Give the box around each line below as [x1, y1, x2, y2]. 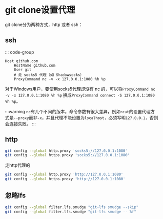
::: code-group [5, 49, 34, 55]
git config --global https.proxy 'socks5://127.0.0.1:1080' [5, 153, 130, 158]
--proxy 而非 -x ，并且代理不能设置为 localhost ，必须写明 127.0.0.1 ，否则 [14, 115, 159, 121]
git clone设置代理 [5, 4, 76, 16]
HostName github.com [14, 63, 56, 68]
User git [14, 67, 32, 72]
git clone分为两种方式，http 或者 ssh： [5, 22, 83, 27]
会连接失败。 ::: [5, 121, 36, 126]
